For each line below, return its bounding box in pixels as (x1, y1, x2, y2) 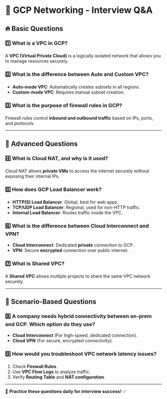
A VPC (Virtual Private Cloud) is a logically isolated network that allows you (5, 52, 161, 59)
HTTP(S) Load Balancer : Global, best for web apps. (12, 199, 118, 205)
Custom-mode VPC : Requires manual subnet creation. (12, 89, 125, 95)
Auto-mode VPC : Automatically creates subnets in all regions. (12, 84, 140, 90)
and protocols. (5, 121, 35, 127)
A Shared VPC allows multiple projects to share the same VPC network (5, 273, 151, 279)
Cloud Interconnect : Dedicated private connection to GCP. (12, 242, 134, 248)
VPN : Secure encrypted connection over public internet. (12, 247, 129, 253)
